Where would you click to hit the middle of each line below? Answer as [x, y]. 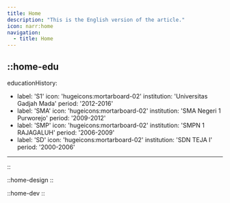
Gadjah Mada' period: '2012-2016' [65, 103]
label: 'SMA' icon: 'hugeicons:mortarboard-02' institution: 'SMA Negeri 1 [119, 111]
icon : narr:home [30, 26]
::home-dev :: [26, 193]
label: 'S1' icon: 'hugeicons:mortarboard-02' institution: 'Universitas [112, 96]
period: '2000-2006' [46, 147]
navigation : [24, 32]
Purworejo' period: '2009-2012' [61, 118]
